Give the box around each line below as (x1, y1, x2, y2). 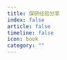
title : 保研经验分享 (7, 10, 60, 17)
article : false (7, 23, 51, 30)
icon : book (7, 36, 39, 43)
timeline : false (7, 29, 54, 37)
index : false (7, 17, 45, 23)
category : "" (7, 42, 45, 49)
